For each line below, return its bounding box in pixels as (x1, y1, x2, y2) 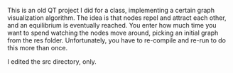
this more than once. (7, 44, 68, 52)
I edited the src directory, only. (7, 57, 97, 66)
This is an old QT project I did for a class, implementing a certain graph (7, 6, 215, 14)
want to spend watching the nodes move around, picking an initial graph (7, 28, 219, 37)
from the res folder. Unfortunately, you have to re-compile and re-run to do (7, 36, 226, 45)
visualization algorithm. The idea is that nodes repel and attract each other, (7, 13, 227, 22)
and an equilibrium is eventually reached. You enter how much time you (7, 21, 217, 29)
